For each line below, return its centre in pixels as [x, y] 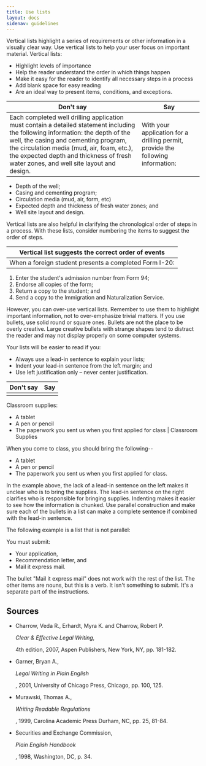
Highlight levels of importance [53, 66]
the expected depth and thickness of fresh [71, 156]
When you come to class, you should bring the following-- [80, 449]
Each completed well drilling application [67, 117]
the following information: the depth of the [70, 133]
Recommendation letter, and [51, 560]
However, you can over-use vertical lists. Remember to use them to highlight [103, 309]
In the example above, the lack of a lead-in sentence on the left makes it [97, 486]
